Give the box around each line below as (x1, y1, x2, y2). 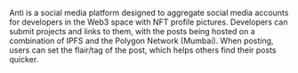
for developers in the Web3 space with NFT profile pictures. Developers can (9, 17, 288, 27)
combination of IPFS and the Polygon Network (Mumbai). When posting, (9, 35, 274, 46)
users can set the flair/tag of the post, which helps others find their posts (9, 45, 277, 55)
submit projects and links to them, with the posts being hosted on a (9, 26, 255, 36)
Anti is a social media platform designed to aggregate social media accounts (9, 8, 289, 18)
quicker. (9, 55, 39, 64)
